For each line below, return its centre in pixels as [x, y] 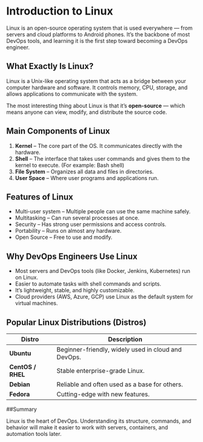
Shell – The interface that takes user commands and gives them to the [102, 158]
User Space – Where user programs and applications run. [87, 178]
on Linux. [26, 278]
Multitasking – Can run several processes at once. [77, 218]
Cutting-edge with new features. [103, 394]
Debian [20, 384]
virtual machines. [37, 303]
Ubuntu [20, 353]
